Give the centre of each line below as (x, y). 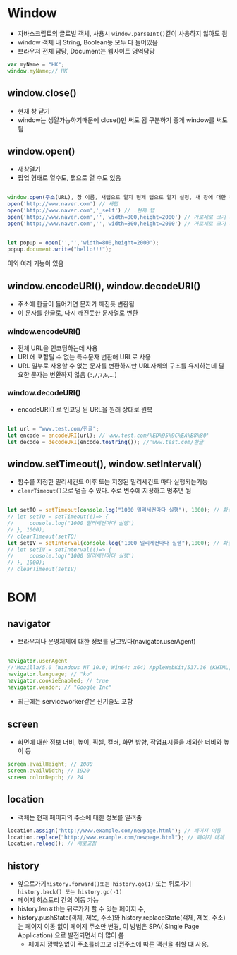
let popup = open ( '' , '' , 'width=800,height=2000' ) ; (83, 242)
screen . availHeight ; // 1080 (50, 764)
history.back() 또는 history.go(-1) (70, 892)
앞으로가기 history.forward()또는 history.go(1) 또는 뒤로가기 (104, 884)
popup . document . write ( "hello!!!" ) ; (60, 249)
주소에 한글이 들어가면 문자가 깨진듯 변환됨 (76, 304)
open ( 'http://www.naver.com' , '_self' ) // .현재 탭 (81, 211)
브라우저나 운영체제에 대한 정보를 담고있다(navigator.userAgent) (107, 642)
